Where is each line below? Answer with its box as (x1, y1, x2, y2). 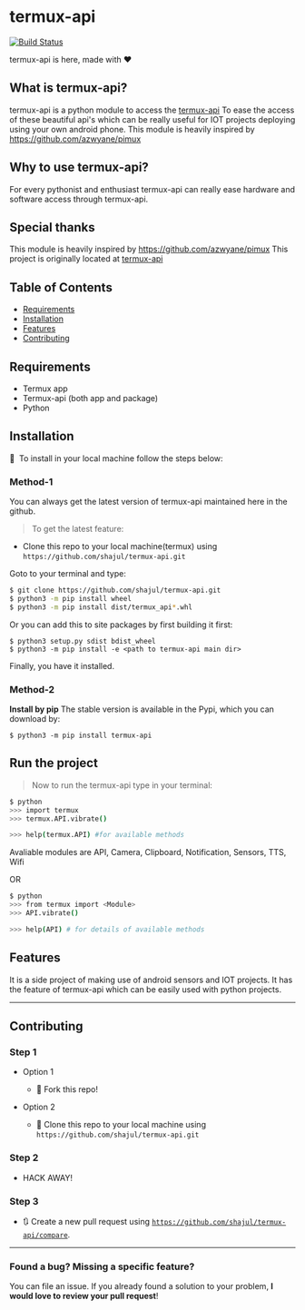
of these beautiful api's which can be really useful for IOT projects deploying (9, 113, 296, 124)
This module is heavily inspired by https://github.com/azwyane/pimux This (9, 243, 289, 255)
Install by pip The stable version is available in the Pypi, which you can (9, 704, 275, 714)
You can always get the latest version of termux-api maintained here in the (9, 497, 288, 507)
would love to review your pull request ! (9, 1291, 159, 1302)
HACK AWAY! (22, 1172, 73, 1183)
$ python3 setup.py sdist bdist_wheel (9, 636, 156, 645)
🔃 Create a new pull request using (22, 1216, 151, 1226)
